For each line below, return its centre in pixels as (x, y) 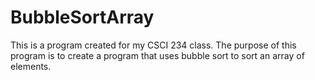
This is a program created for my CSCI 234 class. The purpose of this (153, 45)
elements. (31, 66)
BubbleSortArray (82, 17)
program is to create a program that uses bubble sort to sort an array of (157, 55)
